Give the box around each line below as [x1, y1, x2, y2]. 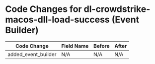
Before [93, 42, 110, 49]
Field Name [61, 42, 89, 49]
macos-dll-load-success [5, 14, 110, 25]
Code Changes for [5, 3, 82, 15]
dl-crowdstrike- [83, 3, 151, 15]
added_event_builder [7, 51, 57, 58]
